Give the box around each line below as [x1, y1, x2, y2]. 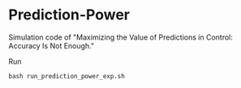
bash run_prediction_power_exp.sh [8, 72, 126, 80]
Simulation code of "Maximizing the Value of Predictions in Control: [8, 32, 233, 42]
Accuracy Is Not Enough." [8, 40, 95, 50]
